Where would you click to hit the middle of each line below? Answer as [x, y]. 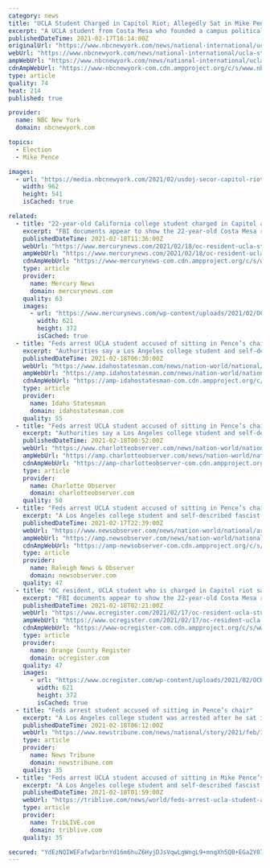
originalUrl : [30, 46]
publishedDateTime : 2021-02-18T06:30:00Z [93, 358]
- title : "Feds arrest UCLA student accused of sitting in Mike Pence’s [140, 778]
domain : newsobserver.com [73, 576]
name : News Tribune [62, 755]
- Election [34, 150]
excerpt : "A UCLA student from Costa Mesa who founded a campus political [136, 31]
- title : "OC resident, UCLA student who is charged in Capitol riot [134, 590]
